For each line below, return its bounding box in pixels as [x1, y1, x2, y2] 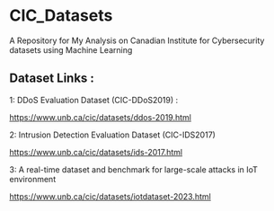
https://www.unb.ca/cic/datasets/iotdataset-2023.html [9, 190, 211, 202]
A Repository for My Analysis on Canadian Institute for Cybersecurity [9, 35, 265, 46]
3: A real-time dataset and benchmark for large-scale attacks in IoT [9, 163, 259, 175]
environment [9, 173, 57, 184]
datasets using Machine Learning [9, 44, 133, 55]
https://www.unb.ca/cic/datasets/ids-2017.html [9, 146, 182, 157]
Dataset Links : [9, 71, 94, 86]
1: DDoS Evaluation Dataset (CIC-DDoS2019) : [9, 94, 179, 105]
